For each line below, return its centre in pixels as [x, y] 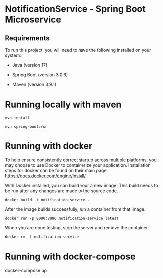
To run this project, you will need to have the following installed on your [78, 50]
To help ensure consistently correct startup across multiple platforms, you [81, 160]
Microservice [33, 20]
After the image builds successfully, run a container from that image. [75, 209]
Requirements [27, 38]
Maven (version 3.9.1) [34, 84]
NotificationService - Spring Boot [75, 9]
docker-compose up [26, 270]
